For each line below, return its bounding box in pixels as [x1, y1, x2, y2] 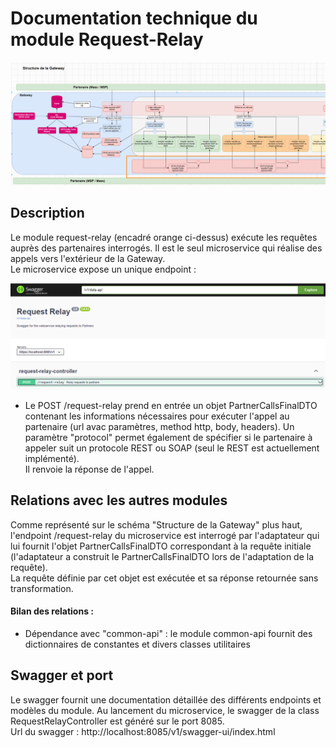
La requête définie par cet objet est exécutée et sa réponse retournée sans [10, 572, 319, 584]
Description [10, 205, 85, 222]
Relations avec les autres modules [10, 492, 228, 509]
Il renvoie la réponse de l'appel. [24, 463, 155, 475]
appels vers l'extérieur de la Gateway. [10, 252, 166, 264]
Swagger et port [10, 667, 114, 684]
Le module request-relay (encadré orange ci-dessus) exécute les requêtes [10, 231, 318, 243]
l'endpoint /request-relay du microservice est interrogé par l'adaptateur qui [10, 529, 320, 541]
